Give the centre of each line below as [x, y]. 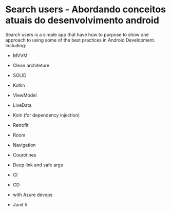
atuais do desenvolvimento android [82, 20]
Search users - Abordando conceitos [85, 9]
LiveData [22, 105]
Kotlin [19, 85]
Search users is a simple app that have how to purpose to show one [77, 34]
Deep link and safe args [38, 165]
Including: [16, 45]
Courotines [24, 155]
